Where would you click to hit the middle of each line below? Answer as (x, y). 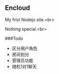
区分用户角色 (24, 48)
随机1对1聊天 (24, 66)
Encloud (18, 8)
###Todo (14, 38)
